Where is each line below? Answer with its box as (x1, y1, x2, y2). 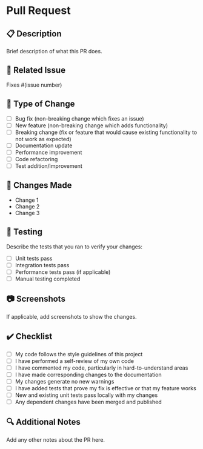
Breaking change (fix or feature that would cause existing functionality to (15, 128, 198, 136)
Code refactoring (15, 155, 58, 162)
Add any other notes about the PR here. (6, 436, 105, 443)
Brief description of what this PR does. (6, 48, 102, 55)
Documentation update (15, 142, 73, 149)
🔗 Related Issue (6, 65, 65, 76)
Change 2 (15, 202, 40, 210)
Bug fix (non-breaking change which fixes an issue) (15, 115, 144, 122)
